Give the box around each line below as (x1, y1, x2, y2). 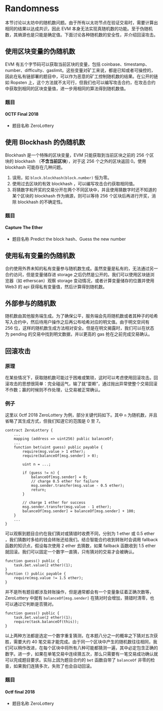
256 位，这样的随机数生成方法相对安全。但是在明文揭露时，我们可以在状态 (5, 325, 154, 331)
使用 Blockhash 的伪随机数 (5, 138, 86, 146)
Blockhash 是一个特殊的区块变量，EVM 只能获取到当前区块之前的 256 (5, 152, 145, 158)
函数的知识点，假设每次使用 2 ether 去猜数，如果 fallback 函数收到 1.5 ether (5, 543, 156, 549)
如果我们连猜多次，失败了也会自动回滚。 (13, 663, 95, 669)
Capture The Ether (5, 225, 43, 231)
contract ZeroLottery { (5, 428, 53, 433)
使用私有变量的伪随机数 (5, 251, 75, 260)
